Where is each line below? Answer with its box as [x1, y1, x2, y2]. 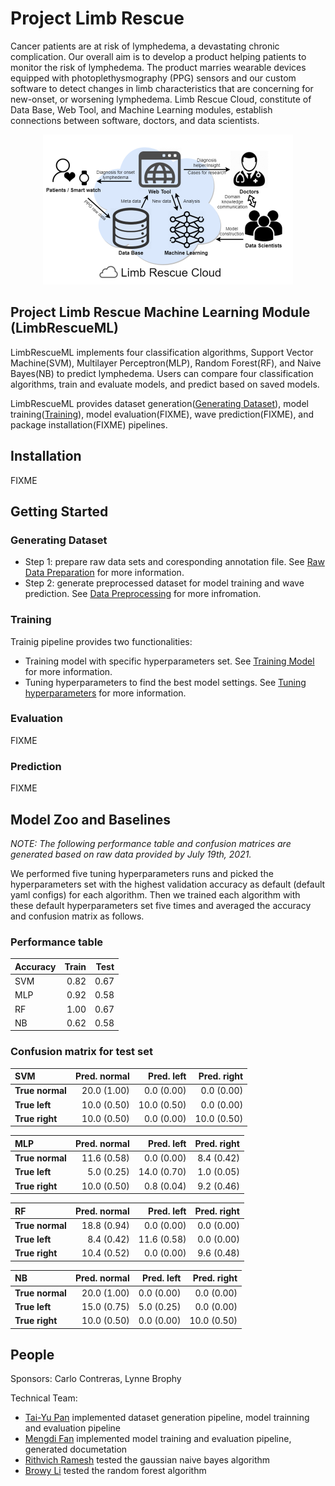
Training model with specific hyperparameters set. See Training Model [24, 655, 315, 667]
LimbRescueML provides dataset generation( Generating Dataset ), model [10, 397, 309, 409]
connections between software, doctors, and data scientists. [10, 114, 260, 126]
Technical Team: [10, 1392, 78, 1404]
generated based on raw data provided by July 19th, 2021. [10, 848, 252, 860]
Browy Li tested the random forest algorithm [24, 1465, 207, 1477]
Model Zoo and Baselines [10, 811, 172, 828]
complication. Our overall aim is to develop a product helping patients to [10, 50, 307, 62]
